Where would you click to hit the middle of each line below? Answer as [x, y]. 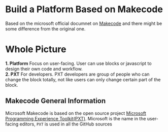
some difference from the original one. [45, 28]
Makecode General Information [56, 101]
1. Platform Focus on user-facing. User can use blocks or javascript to [78, 63]
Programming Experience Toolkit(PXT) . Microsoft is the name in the [76, 118]
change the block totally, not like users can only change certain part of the [83, 79]
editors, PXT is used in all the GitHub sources [66, 124]
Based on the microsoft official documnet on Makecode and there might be [84, 23]
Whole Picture [36, 49]
